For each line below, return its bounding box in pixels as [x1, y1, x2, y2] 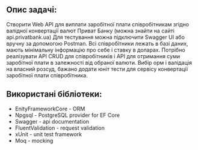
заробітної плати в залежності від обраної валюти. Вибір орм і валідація [6, 59, 193, 66]
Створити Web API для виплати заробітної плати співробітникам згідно [6, 20, 190, 28]
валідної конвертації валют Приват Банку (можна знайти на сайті [6, 27, 175, 34]
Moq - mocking [14, 137, 54, 144]
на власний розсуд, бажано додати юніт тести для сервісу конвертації [6, 65, 188, 73]
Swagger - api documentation [14, 118, 89, 125]
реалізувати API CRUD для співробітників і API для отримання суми [6, 52, 181, 59]
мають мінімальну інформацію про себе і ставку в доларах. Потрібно [6, 46, 185, 53]
